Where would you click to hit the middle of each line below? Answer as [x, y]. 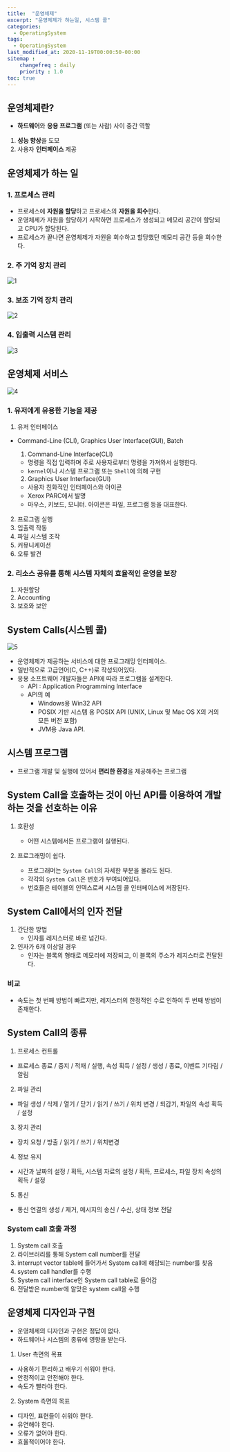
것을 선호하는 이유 [62, 808]
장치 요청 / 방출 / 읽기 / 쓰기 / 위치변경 [68, 1142]
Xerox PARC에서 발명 [57, 496]
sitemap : [21, 59]
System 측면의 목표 [44, 1401]
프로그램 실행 [35, 519]
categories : [24, 26]
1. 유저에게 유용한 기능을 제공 [52, 410]
